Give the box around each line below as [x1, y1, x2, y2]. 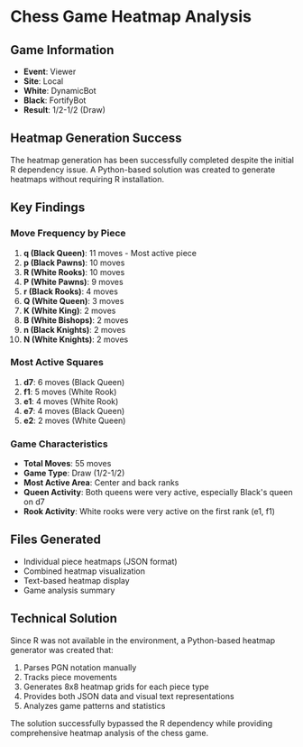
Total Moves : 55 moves [23, 458, 112, 469]
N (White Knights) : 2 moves [23, 334, 129, 345]
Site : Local [23, 76, 64, 87]
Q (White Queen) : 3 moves [23, 295, 124, 306]
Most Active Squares [10, 356, 105, 369]
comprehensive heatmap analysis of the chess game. [10, 727, 209, 738]
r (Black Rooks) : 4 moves [23, 286, 118, 297]
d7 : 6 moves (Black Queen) [23, 376, 125, 387]
